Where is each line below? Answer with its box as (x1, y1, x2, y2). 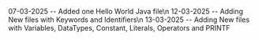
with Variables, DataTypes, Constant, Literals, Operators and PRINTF (8, 24, 230, 32)
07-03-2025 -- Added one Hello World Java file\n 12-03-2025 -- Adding (8, 7, 244, 16)
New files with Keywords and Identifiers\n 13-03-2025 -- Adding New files (8, 15, 250, 24)
